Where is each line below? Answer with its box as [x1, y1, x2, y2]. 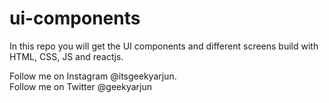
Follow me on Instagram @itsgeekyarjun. [9, 70, 177, 82]
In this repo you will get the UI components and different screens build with [9, 40, 319, 52]
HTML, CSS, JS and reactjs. [9, 50, 124, 62]
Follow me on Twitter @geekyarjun [9, 80, 152, 92]
